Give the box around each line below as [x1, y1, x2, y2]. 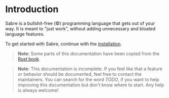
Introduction [5, 4, 59, 15]
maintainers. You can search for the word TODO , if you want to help [17, 76, 160, 82]
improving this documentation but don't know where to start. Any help [17, 82, 164, 88]
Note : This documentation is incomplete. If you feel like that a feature [17, 66, 162, 72]
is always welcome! [17, 87, 59, 93]
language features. [5, 31, 45, 37]
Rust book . [17, 56, 41, 62]
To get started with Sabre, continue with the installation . [5, 40, 122, 46]
